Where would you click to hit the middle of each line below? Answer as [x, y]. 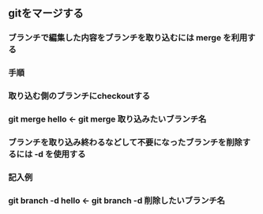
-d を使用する [60, 154]
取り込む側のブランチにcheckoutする [79, 96]
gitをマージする [46, 13]
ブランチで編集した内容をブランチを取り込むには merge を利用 [128, 38]
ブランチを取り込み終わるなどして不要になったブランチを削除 [125, 142]
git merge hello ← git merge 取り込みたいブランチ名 [107, 119]
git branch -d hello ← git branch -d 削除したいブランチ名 [116, 201]
